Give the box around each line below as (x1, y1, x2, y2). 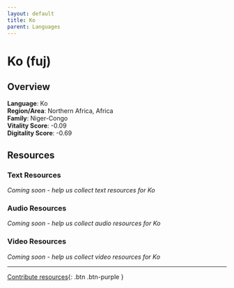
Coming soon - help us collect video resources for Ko (7, 252, 161, 261)
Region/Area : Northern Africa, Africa (7, 107, 114, 115)
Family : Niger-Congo (7, 114, 68, 123)
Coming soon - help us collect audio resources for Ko (7, 219, 161, 227)
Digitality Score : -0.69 (7, 129, 72, 137)
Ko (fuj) (7, 53, 52, 69)
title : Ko (7, 17, 36, 24)
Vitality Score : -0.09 (7, 121, 68, 130)
